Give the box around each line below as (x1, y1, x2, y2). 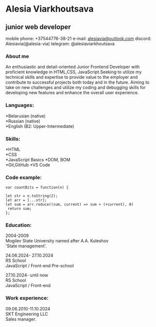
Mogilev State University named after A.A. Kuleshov (5, 238, 109, 244)
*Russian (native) (5, 118, 41, 124)
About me (5, 52, 30, 59)
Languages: (5, 102, 34, 109)
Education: (5, 222, 32, 229)
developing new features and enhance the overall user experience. (5, 90, 139, 96)
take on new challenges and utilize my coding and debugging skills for (5, 85, 146, 90)
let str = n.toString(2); (5, 193, 58, 199)
